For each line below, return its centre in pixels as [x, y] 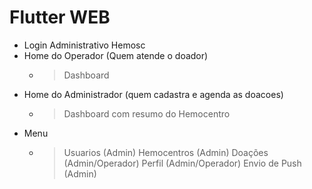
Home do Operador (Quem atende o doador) [116, 55]
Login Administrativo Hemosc [84, 45]
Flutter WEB [60, 17]
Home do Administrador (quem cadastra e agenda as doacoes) [153, 94]
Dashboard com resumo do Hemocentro [147, 113]
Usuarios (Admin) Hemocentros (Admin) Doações [166, 152]
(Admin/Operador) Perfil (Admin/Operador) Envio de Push [182, 163]
